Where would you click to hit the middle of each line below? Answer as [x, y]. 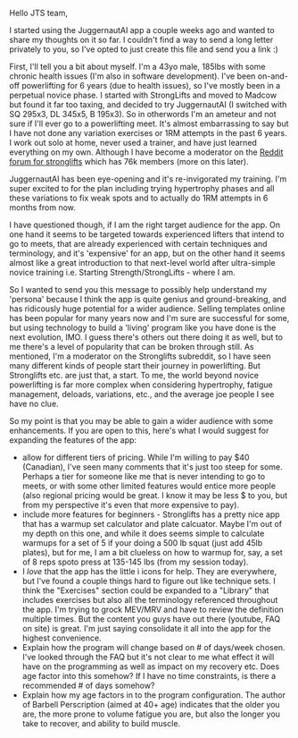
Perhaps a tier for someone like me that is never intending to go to [144, 476]
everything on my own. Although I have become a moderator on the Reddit [146, 152]
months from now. [42, 208]
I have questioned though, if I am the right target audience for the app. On [145, 225]
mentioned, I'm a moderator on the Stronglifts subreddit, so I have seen [140, 356]
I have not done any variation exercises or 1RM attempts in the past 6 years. [148, 133]
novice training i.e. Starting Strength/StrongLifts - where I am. [123, 272]
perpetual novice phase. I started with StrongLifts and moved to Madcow [143, 95]
